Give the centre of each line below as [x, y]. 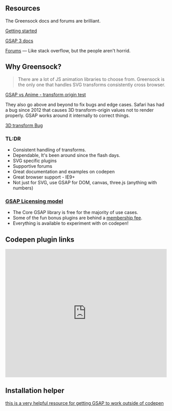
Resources [23, 8]
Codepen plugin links [40, 239]
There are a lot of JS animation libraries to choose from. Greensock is [91, 79]
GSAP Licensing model [34, 201]
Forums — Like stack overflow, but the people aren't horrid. [68, 50]
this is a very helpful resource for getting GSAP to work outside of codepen [84, 403]
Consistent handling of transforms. [49, 150]
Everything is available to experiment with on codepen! [71, 223]
